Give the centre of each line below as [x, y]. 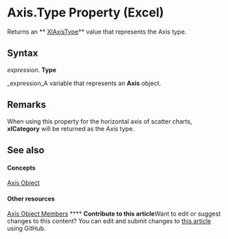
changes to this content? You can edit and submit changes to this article [109, 221]
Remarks [27, 105]
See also [26, 150]
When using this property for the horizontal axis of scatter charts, [100, 121]
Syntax [23, 53]
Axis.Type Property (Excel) [85, 13]
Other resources [31, 198]
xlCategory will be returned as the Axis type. [71, 128]
